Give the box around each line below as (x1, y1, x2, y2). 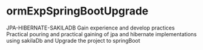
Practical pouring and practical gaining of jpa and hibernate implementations (6, 30, 197, 37)
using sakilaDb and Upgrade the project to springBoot (6, 37, 141, 44)
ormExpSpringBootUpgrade (6, 4, 149, 18)
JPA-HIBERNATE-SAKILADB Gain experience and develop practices (6, 24, 175, 31)
